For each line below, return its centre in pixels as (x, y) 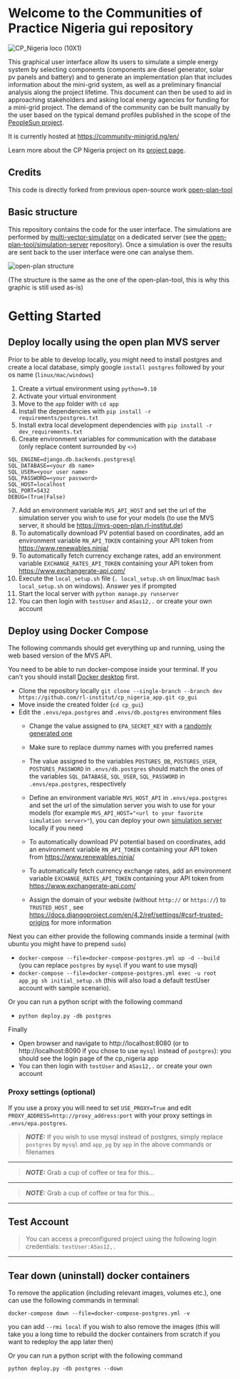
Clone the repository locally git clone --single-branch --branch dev (120, 691)
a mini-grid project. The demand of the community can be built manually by (119, 107)
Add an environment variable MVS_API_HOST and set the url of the (112, 510)
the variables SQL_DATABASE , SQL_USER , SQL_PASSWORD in (107, 776)
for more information (81, 923)
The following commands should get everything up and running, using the (116, 648)
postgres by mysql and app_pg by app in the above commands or (119, 1144)
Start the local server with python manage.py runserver (99, 593)
